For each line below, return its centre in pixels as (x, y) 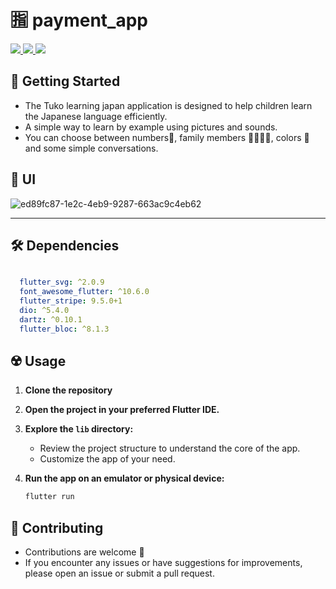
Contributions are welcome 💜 (84, 552)
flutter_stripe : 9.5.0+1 (71, 301)
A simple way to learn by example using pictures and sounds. (151, 127)
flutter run (49, 497)
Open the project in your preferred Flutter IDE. (122, 410)
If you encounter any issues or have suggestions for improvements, (163, 563)
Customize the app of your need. (107, 459)
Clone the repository (68, 390)
